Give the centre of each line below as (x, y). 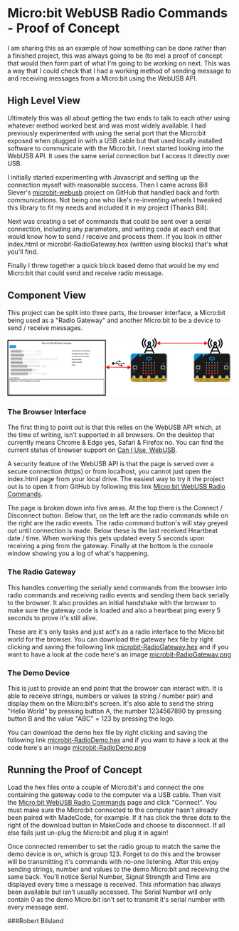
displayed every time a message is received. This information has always (114, 884)
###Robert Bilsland (36, 920)
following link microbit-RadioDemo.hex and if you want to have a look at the (118, 740)
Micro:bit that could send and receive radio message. (85, 273)
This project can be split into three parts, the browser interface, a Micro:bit (117, 312)
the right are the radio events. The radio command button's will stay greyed (118, 523)
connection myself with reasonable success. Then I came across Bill (108, 185)
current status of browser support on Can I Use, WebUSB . (92, 450)
